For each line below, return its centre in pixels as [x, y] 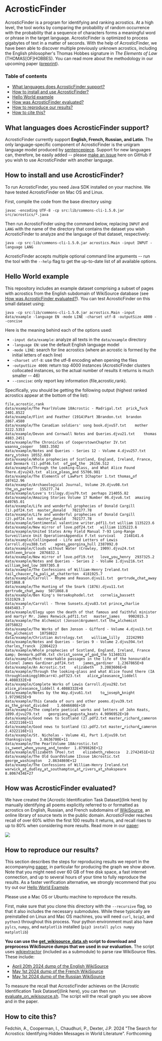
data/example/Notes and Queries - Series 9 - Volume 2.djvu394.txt [74, 642]
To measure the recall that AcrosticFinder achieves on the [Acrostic [72, 986]
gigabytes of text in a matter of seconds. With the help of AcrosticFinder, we [81, 43]
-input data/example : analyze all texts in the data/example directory [79, 339]
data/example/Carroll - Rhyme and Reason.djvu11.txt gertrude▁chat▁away [81, 578]
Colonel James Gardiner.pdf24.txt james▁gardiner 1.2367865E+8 [74, 663]
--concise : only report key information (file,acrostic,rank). [69, 381]
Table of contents [26, 76]
